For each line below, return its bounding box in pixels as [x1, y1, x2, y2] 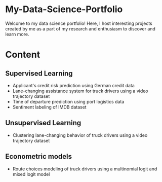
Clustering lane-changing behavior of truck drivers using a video [12, 132, 148, 138]
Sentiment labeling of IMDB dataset [12, 104, 87, 110]
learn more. [5, 31, 29, 37]
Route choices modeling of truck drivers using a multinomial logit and [12, 166, 157, 172]
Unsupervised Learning [5, 119, 82, 127]
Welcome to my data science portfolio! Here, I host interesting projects [5, 20, 153, 26]
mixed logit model [12, 171, 50, 177]
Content [5, 49, 40, 60]
